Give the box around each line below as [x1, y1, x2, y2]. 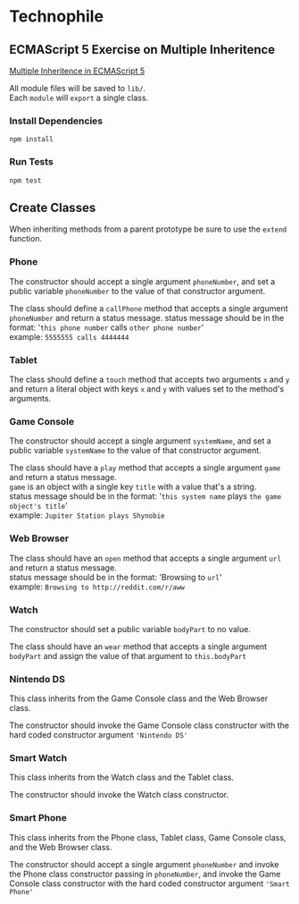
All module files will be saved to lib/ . [9, 83, 145, 93]
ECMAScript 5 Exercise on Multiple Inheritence [9, 42, 276, 57]
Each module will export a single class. [9, 92, 149, 103]
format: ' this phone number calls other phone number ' [9, 322, 204, 333]
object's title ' [9, 501, 69, 511]
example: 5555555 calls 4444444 [9, 331, 129, 342]
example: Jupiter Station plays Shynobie [9, 510, 165, 520]
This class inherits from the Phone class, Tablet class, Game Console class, [9, 832, 287, 842]
